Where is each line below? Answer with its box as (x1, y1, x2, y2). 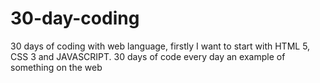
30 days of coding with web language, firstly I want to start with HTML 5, (10, 40, 311, 52)
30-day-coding (10, 7, 140, 30)
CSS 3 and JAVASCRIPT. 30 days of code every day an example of (10, 50, 286, 62)
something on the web (10, 61, 103, 73)
